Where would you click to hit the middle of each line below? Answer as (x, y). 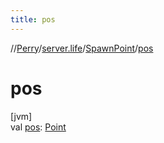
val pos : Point (38, 127)
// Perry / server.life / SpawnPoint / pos (82, 48)
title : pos (33, 19)
